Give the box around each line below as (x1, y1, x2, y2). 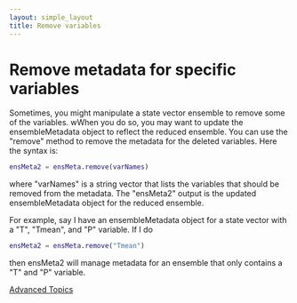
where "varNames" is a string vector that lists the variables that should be (9, 179, 280, 189)
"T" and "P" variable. (9, 267, 86, 278)
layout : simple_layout (9, 12, 93, 22)
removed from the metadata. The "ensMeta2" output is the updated (9, 188, 257, 199)
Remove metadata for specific (9, 60, 237, 80)
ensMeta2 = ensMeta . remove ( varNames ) (9, 163, 149, 171)
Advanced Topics (9, 284, 74, 295)
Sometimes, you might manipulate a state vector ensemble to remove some (9, 108, 285, 118)
